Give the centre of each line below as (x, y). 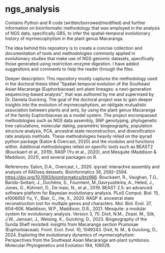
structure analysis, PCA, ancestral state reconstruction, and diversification (80, 131)
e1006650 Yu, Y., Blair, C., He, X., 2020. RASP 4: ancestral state (69, 198)
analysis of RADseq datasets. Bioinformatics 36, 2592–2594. (66, 172)
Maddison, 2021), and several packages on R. (51, 157)
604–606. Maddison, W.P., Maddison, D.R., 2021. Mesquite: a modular (76, 209)
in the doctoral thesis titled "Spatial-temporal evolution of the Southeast (78, 84)
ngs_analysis (32, 9)
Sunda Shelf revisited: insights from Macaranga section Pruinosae (72, 224)
